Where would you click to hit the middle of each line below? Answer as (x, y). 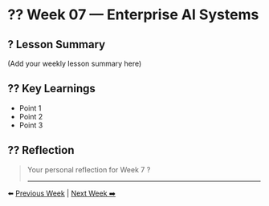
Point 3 (31, 125)
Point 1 (30, 108)
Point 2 (31, 116)
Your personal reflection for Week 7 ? (89, 169)
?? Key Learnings (51, 89)
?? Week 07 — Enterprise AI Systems (133, 15)
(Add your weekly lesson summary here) (75, 63)
